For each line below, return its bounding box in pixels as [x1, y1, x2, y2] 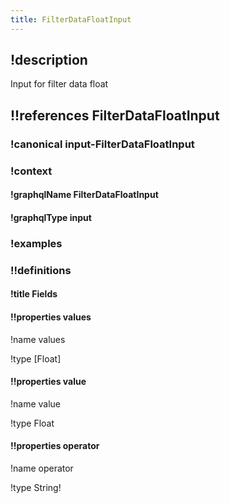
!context [10, 164, 53, 178]
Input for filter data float [10, 78, 109, 90]
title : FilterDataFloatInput [10, 14, 132, 25]
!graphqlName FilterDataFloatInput [10, 189, 159, 201]
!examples [10, 236, 63, 250]
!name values [10, 333, 66, 345]
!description [10, 52, 88, 69]
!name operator [10, 462, 74, 474]
